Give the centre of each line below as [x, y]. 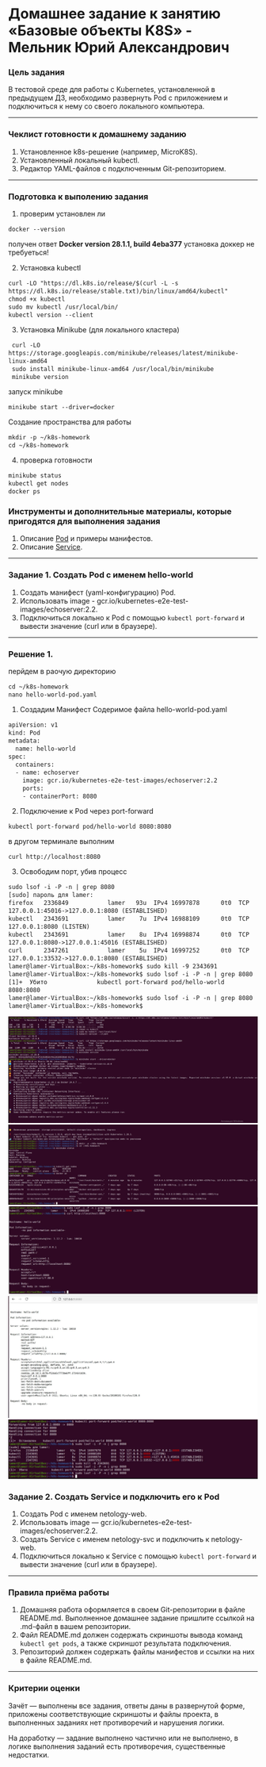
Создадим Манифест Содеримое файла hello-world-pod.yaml [123, 709]
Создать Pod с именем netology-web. [83, 1514]
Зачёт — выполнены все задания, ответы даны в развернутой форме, [127, 1705]
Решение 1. [31, 654]
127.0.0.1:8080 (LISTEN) [49, 926]
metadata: [25, 741]
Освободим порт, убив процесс [73, 871]
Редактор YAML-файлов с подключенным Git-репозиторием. [123, 168]
